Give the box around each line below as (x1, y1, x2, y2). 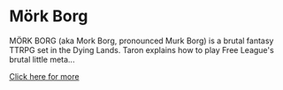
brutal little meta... (9, 54, 75, 64)
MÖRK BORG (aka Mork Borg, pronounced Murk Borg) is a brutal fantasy (9, 35, 274, 46)
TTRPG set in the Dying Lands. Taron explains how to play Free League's (9, 44, 274, 55)
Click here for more (9, 71, 80, 81)
